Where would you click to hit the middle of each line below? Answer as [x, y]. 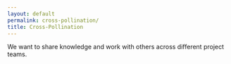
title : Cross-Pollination [45, 27]
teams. [17, 54]
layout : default [31, 14]
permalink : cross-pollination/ [53, 20]
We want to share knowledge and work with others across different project [115, 47]
